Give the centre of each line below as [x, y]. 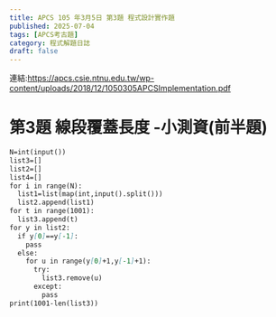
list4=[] [26, 177]
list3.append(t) [48, 219]
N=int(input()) [38, 153]
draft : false [34, 51]
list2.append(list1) [56, 203]
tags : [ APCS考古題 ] [44, 34]
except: [48, 287]
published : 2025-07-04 [52, 26]
